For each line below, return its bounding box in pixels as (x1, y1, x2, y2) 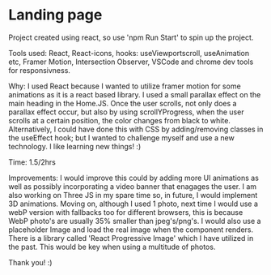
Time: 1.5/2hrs (8, 157, 57, 167)
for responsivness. (8, 65, 71, 75)
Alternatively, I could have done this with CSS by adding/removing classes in (8, 124, 264, 134)
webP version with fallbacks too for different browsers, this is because (8, 207, 243, 217)
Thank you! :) (8, 257, 53, 267)
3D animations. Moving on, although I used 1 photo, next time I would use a (8, 199, 259, 208)
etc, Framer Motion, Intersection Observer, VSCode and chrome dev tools (8, 57, 254, 67)
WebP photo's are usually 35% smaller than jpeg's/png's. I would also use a (8, 216, 261, 226)
